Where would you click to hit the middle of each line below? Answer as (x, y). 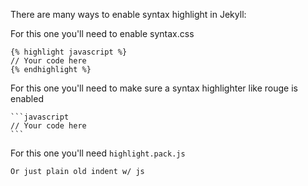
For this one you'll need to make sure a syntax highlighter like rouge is (154, 88)
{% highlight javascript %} (69, 52)
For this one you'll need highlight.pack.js (98, 153)
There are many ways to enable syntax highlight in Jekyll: (128, 14)
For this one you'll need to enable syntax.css (102, 33)
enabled (27, 98)
